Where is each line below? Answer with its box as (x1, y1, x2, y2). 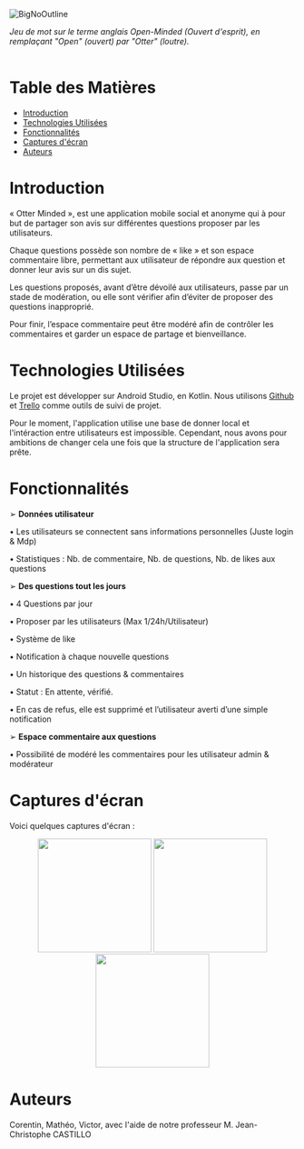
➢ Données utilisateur (9, 508, 94, 519)
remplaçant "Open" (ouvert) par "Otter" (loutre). (9, 36, 190, 46)
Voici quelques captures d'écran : (9, 820, 135, 831)
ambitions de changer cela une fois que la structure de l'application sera (9, 436, 279, 447)
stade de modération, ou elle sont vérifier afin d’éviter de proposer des (9, 291, 274, 302)
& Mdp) (9, 535, 37, 546)
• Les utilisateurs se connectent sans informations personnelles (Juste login (9, 525, 294, 536)
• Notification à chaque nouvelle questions (9, 651, 170, 662)
